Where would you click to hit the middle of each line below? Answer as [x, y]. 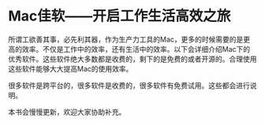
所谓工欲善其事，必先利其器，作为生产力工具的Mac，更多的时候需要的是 [126, 39]
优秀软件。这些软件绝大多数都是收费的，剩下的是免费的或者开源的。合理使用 [132, 59]
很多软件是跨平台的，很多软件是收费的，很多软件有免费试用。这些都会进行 [129, 85]
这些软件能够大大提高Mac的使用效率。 [71, 68]
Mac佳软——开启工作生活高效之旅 [119, 16]
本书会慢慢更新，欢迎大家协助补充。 [67, 111]
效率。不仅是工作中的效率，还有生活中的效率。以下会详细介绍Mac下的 [136, 49]
